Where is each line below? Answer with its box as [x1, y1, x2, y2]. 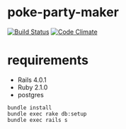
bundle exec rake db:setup [7, 110, 87, 117]
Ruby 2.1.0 [17, 82, 48, 92]
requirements [7, 52, 88, 68]
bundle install [7, 104, 52, 111]
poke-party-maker [7, 4, 119, 20]
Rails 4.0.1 [17, 75, 47, 84]
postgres [17, 90, 44, 99]
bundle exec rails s [7, 116, 69, 123]
